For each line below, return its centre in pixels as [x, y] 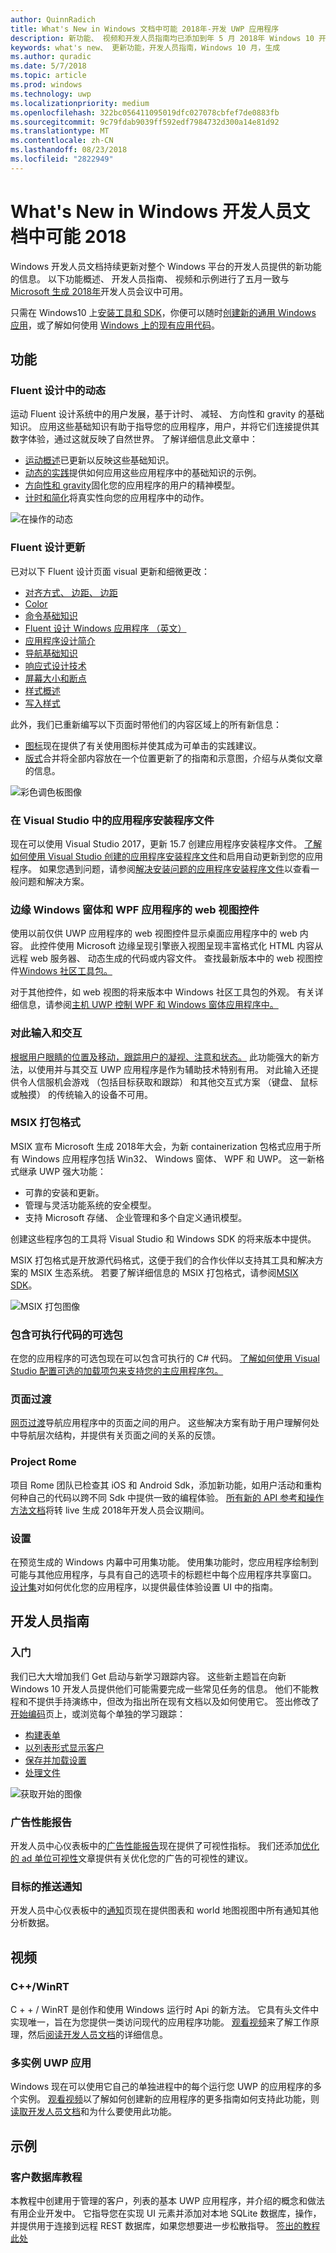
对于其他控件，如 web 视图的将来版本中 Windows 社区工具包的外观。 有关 [162, 992]
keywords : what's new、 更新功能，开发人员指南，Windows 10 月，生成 [145, 47]
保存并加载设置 [55, 1760]
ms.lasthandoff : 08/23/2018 [69, 150]
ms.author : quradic [51, 57]
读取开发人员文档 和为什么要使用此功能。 [93, 2112]
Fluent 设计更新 [48, 548]
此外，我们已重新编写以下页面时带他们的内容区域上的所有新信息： [146, 724]
